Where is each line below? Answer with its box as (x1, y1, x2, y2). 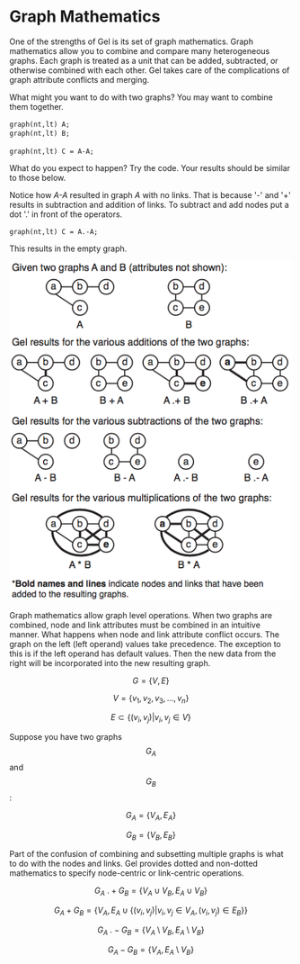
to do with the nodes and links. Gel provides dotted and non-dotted (9, 858, 259, 869)
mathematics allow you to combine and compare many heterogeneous (9, 45, 270, 56)
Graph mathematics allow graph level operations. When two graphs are (9, 609, 272, 620)
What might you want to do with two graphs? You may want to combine (9, 92, 274, 103)
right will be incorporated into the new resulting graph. (9, 657, 211, 668)
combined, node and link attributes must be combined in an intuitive (9, 619, 260, 630)
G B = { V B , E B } (125, 829, 177, 842)
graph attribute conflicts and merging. (9, 74, 150, 85)
